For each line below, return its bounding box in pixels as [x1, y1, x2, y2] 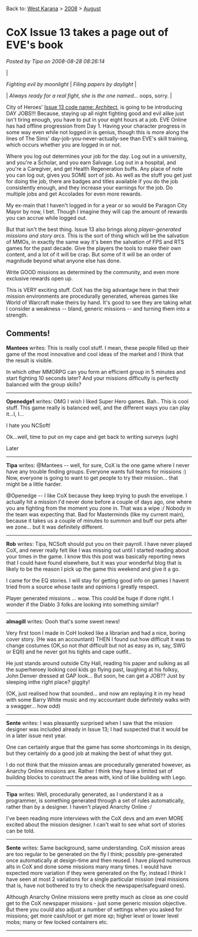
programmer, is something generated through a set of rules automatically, [6, 797, 185, 804]
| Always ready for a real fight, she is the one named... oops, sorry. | [6, 92, 172, 99]
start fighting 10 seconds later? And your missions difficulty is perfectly [6, 375, 179, 382]
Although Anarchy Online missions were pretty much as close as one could [6, 893, 189, 900]
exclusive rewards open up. [6, 275, 73, 282]
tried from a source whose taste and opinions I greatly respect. [6, 583, 159, 590]
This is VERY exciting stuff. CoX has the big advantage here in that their [6, 286, 180, 293]
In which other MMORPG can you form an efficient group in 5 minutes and [6, 368, 186, 375]
